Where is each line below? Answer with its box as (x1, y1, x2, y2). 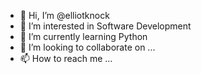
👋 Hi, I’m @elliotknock (19, 10, 110, 21)
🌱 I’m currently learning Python (19, 31, 148, 42)
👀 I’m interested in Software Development (19, 20, 192, 32)
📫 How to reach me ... (19, 53, 113, 64)
